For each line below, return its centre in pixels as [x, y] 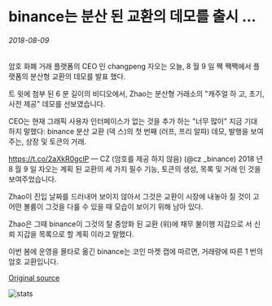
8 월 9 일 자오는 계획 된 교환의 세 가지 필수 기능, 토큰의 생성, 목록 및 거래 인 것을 [135, 169]
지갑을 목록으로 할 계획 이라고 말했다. [75, 234]
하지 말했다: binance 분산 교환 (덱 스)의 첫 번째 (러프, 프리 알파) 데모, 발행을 [129, 132]
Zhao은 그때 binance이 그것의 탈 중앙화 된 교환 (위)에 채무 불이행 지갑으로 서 [130, 224]
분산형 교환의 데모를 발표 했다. [78, 76]
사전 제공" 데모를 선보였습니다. [57, 104]
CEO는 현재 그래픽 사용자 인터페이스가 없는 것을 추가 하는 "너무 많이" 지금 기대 [133, 121]
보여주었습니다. [33, 179]
